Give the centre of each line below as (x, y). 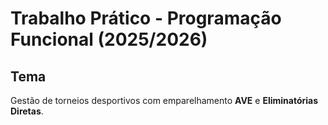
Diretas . (27, 111)
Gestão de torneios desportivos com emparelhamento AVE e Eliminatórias (164, 100)
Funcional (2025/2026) (109, 39)
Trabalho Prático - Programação (146, 18)
